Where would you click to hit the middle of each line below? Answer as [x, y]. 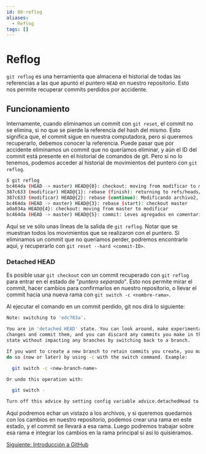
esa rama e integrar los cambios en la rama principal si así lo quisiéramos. [100, 433]
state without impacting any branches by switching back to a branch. [98, 340]
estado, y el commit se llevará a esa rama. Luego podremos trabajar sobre [100, 426]
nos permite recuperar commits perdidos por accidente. [77, 90]
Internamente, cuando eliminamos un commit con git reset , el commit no [100, 124]
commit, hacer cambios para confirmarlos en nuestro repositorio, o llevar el [102, 288]
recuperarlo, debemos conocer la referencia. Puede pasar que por [90, 143]
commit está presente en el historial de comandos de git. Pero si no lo [94, 156]
